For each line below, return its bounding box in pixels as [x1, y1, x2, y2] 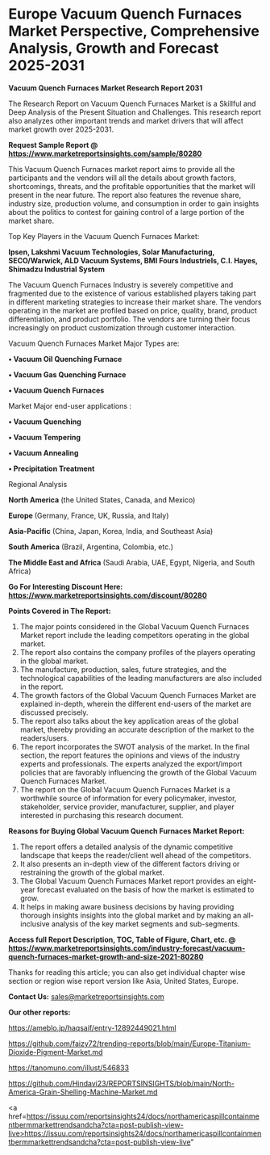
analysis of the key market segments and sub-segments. [51, 918, 240, 929]
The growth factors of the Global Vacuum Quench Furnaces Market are [19, 690, 256, 699]
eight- [236, 876, 257, 885]
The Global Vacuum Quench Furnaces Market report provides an [19, 876, 235, 885]
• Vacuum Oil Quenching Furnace [8, 354, 123, 363]
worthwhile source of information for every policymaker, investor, [19, 793, 237, 803]
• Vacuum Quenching [8, 417, 82, 426]
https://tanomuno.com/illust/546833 [8, 1063, 130, 1073]
